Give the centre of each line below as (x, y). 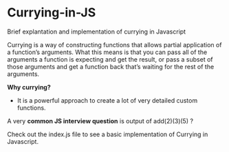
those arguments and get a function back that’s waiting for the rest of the (111, 66)
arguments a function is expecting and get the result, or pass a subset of (110, 59)
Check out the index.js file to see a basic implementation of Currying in (108, 134)
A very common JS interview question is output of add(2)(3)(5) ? (100, 121)
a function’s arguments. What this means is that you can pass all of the (107, 52)
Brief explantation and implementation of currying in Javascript (97, 31)
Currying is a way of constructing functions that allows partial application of (115, 45)
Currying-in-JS (52, 13)
